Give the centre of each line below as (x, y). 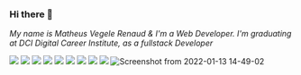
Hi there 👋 (32, 14)
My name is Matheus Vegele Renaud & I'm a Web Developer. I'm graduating (150, 34)
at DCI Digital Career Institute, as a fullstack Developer (111, 43)
